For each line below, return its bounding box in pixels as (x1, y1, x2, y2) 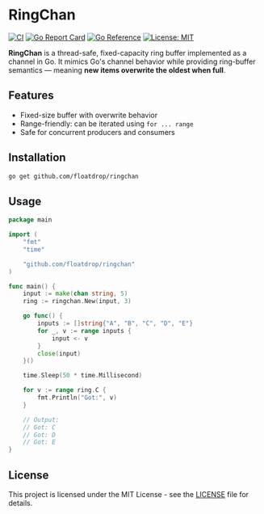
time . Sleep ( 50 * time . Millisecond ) (23, 372, 143, 380)
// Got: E (23, 438, 57, 446)
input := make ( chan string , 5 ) (23, 289, 128, 298)
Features (8, 89, 54, 103)
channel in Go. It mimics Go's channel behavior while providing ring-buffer (8, 57, 256, 66)
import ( (8, 230, 38, 239)
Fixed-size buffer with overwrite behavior (19, 110, 158, 120)
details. (8, 498, 33, 508)
